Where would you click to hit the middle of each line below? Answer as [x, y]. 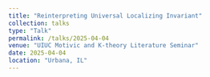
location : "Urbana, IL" [48, 61]
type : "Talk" [30, 30]
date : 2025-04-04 [37, 53]
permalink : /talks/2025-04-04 [59, 38]
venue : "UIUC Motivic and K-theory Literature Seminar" [103, 46]
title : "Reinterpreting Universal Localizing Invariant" [105, 16]
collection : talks [39, 23]
